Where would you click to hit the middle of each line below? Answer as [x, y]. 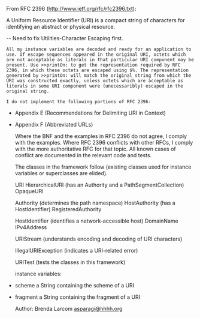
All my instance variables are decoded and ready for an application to [99, 49]
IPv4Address [31, 227]
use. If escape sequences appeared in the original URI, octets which [96, 55]
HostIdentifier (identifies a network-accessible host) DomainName [96, 221]
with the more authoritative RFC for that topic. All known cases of [95, 149]
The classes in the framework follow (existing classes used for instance [103, 167]
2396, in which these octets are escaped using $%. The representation [97, 70]
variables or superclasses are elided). [61, 173]
